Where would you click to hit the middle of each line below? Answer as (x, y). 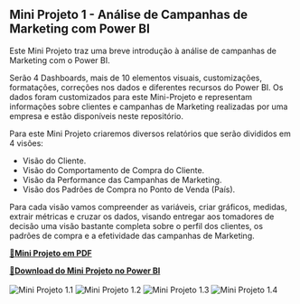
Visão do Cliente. (54, 161)
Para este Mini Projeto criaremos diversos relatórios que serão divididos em (150, 134)
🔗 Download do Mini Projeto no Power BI (85, 271)
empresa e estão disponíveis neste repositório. (96, 115)
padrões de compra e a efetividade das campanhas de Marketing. (132, 235)
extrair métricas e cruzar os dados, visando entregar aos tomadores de (142, 216)
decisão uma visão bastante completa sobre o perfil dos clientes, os (136, 226)
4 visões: (26, 143)
